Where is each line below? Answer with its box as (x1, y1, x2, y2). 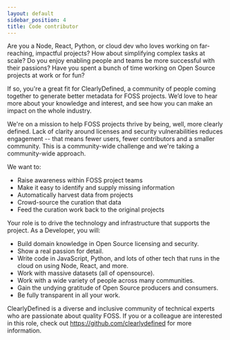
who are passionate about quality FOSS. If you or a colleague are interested (7, 312, 222, 320)
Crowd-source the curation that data (17, 198, 122, 207)
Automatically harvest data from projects (17, 191, 133, 199)
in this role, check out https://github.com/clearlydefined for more (7, 319, 192, 328)
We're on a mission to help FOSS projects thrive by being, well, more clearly (7, 120, 223, 129)
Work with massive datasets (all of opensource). (17, 269, 155, 277)
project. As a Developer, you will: (7, 226, 101, 235)
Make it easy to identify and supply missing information (17, 184, 175, 192)
